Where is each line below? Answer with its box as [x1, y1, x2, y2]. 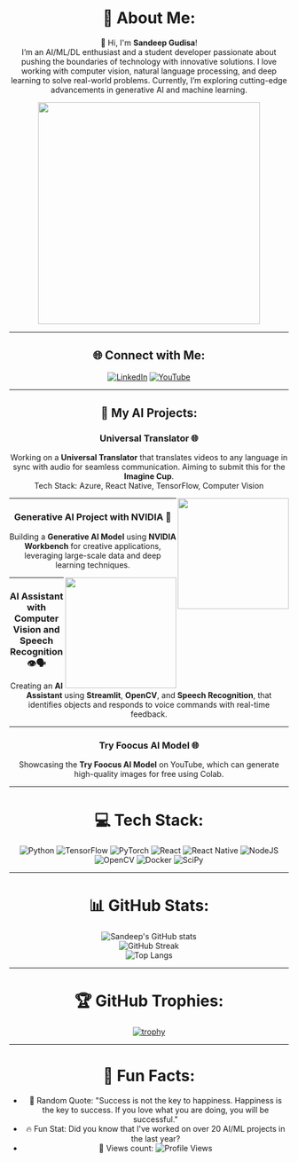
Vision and [12, 623, 60, 635]
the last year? [130, 1134, 181, 1144]
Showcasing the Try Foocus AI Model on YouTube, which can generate [19, 759, 279, 770]
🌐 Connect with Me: [92, 348, 206, 363]
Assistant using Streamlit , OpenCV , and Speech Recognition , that [26, 690, 272, 701]
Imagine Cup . [123, 471, 175, 482]
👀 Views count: [98, 1143, 154, 1154]
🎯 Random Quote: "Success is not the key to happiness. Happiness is [29, 1095, 282, 1106]
